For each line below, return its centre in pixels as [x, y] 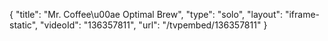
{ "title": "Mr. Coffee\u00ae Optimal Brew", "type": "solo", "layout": [146, 14]
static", [24, 25]
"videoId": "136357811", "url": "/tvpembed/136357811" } [154, 25]
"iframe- [302, 14]
